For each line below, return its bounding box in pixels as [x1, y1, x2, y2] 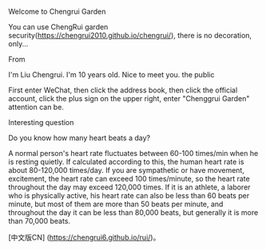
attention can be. [8, 103, 64, 111]
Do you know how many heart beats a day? [8, 133, 150, 143]
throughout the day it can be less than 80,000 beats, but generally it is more [8, 208, 259, 217]
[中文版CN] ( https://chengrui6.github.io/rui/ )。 [8, 232, 161, 242]
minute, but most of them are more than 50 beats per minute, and [8, 199, 224, 209]
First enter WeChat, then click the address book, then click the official [8, 85, 238, 95]
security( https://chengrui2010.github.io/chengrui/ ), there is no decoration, [8, 31, 252, 40]
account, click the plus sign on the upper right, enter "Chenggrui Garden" [8, 94, 250, 103]
